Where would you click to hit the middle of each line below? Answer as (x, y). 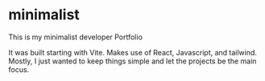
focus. (19, 69)
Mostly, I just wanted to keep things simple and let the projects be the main (132, 61)
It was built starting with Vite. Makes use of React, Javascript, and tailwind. (133, 52)
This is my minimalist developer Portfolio (76, 37)
